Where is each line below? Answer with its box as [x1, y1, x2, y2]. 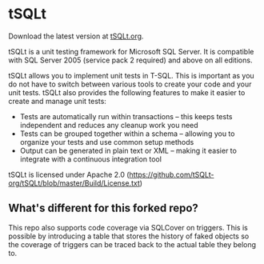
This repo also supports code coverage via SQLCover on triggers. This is [8, 222, 248, 232]
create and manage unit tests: [8, 96, 106, 106]
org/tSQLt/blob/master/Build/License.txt [8, 178, 140, 188]
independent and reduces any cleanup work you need [19, 120, 198, 130]
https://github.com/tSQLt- [129, 170, 214, 179]
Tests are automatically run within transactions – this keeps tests [19, 111, 233, 121]
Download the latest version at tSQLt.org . [8, 31, 144, 41]
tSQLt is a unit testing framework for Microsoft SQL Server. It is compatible [8, 46, 254, 56]
